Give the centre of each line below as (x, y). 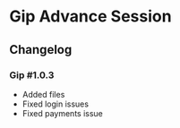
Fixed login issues (56, 104)
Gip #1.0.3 (32, 75)
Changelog (41, 50)
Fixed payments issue (62, 113)
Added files (43, 94)
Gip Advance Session (90, 17)
